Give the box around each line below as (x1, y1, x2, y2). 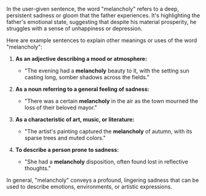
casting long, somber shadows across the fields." (24, 74, 149, 80)
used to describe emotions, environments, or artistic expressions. (6, 183, 172, 190)
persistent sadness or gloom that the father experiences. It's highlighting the (6, 12, 200, 19)
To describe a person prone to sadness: (15, 146, 119, 153)
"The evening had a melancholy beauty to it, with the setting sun (24, 67, 189, 74)
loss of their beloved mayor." (24, 104, 97, 111)
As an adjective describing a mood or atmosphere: (15, 55, 148, 62)
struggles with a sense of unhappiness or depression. (6, 25, 143, 32)
